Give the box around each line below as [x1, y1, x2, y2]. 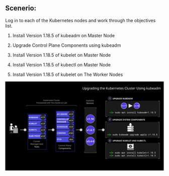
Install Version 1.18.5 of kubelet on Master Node [12, 52, 111, 58]
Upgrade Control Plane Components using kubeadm [12, 42, 121, 48]
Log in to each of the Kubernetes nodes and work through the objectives [5, 17, 156, 23]
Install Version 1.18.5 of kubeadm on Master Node [12, 32, 115, 38]
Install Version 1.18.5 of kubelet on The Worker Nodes [12, 71, 123, 77]
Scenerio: [5, 4, 37, 13]
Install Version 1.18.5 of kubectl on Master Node [12, 61, 111, 67]
